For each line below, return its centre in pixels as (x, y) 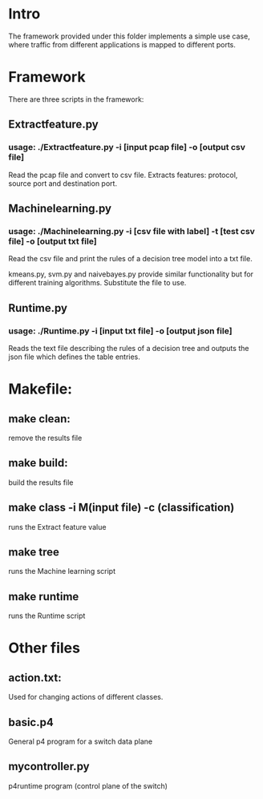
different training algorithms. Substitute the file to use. (97, 283)
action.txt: (35, 678)
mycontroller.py (49, 767)
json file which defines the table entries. (74, 357)
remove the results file (45, 438)
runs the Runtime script (47, 616)
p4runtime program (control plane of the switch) (88, 785)
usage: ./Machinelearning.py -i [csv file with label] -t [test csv (131, 231)
